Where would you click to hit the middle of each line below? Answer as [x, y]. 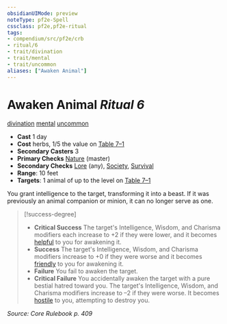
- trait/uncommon [32, 64]
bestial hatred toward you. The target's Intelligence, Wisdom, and [126, 286]
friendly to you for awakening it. [79, 264]
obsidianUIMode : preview [42, 13]
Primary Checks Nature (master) [64, 159]
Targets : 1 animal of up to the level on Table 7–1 [84, 180]
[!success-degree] [50, 214]
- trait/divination [35, 52]
